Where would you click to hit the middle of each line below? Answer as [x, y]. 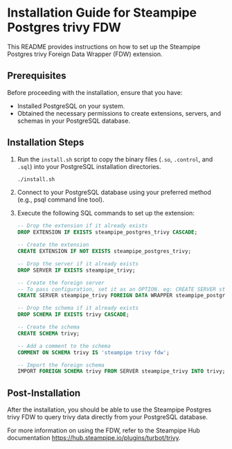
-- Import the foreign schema [61, 365]
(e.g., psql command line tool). [61, 200]
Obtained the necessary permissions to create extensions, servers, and [119, 113]
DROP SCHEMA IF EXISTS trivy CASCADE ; [73, 315]
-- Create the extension [53, 245]
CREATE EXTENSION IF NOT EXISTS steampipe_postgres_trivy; [104, 252]
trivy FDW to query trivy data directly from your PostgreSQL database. [107, 417]
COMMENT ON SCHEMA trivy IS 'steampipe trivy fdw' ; [93, 352]
